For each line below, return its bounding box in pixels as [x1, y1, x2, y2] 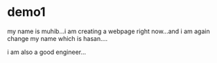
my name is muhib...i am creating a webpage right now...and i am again [7, 27, 210, 35]
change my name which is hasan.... [7, 34, 108, 42]
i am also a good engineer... [7, 48, 87, 56]
